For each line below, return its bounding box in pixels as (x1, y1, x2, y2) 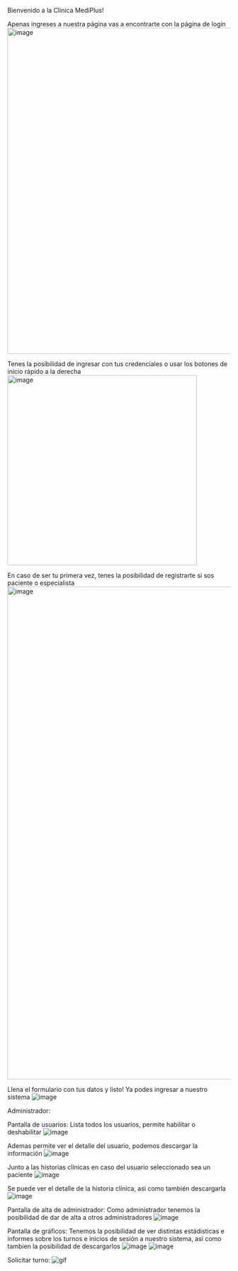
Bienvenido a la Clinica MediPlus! (7, 6, 104, 14)
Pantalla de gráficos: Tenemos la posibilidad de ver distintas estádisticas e (7, 1227, 225, 1235)
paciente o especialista (7, 579, 75, 587)
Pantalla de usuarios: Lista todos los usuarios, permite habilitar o (7, 1120, 196, 1129)
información (7, 1149, 42, 1157)
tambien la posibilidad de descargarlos (7, 1242, 120, 1250)
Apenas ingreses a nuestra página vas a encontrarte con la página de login (7, 20, 227, 28)
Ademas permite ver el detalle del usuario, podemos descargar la (7, 1142, 198, 1150)
